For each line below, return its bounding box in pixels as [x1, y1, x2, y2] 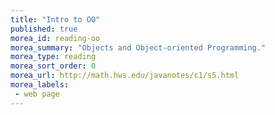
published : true [10, 24, 78, 34]
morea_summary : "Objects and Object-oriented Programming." [10, 42, 267, 53]
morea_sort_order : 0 [10, 61, 97, 71]
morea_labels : [10, 80, 70, 90]
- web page [14, 89, 60, 99]
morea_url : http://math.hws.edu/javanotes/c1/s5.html [10, 71, 240, 81]
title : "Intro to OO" [10, 14, 101, 25]
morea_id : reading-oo [10, 33, 101, 43]
